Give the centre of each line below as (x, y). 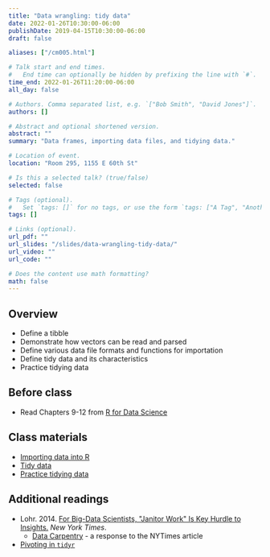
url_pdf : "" (28, 237)
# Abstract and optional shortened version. (84, 126)
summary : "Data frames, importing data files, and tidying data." (122, 142)
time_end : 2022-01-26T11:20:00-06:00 (72, 82)
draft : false (30, 38)
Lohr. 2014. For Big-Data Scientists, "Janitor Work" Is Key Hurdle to (130, 518)
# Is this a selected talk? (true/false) (79, 178)
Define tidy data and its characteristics (84, 359)
